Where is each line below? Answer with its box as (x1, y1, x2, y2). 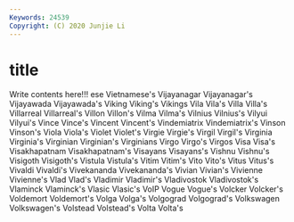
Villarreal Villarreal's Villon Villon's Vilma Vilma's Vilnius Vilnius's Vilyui (9, 108, 268, 119)
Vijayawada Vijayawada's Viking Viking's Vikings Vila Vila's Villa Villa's (9, 99, 268, 110)
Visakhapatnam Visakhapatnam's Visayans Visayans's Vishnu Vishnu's (9, 146, 270, 157)
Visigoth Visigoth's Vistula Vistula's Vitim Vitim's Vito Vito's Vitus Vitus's (9, 155, 274, 166)
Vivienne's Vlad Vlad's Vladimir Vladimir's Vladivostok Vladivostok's (9, 175, 259, 185)
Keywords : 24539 (9, 12, 69, 22)
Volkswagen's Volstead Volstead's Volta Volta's (9, 202, 184, 214)
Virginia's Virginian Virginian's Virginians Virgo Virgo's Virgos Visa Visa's (9, 136, 276, 147)
